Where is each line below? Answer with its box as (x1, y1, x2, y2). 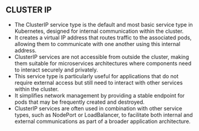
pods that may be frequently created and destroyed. (14, 98, 145, 106)
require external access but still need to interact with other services (14, 79, 183, 86)
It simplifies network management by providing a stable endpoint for (14, 92, 185, 99)
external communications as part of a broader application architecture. (14, 118, 191, 125)
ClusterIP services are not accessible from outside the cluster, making (14, 53, 189, 60)
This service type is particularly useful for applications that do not (14, 72, 179, 79)
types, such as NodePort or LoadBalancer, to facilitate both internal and (14, 111, 193, 118)
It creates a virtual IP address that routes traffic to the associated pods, (14, 33, 192, 41)
